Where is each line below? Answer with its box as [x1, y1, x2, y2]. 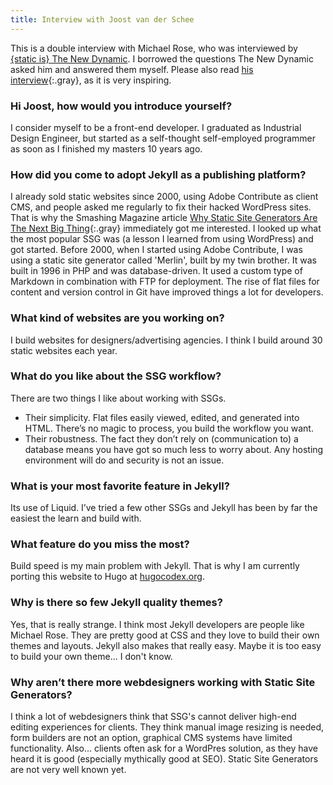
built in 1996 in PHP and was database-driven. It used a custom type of [10, 265, 303, 277]
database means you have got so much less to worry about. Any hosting [24, 443, 324, 455]
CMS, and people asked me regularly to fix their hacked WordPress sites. [10, 201, 312, 213]
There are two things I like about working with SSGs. [10, 392, 227, 404]
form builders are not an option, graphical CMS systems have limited [10, 732, 293, 743]
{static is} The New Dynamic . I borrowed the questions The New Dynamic [10, 52, 315, 65]
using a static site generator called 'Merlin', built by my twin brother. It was [10, 254, 317, 266]
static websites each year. [10, 344, 118, 356]
